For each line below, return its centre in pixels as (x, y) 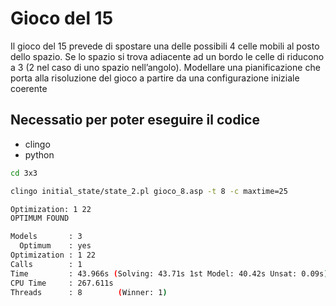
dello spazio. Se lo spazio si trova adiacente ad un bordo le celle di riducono (167, 56)
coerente (29, 88)
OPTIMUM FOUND (40, 218)
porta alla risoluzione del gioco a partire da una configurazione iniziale (155, 78)
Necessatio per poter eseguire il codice (135, 120)
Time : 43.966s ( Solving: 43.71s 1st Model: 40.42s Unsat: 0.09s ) (169, 273)
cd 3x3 (24, 173)
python (39, 154)
